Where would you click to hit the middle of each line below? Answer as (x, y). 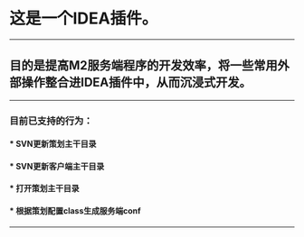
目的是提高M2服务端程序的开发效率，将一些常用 (143, 65)
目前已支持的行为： (51, 121)
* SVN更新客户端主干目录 (57, 166)
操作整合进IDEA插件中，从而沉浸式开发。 (136, 82)
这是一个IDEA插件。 (84, 18)
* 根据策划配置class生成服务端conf (76, 211)
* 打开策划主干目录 (44, 188)
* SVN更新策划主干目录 (53, 144)
